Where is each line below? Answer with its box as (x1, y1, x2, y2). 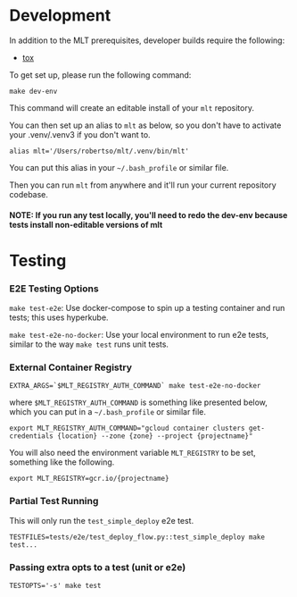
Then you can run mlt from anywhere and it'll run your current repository (9, 180, 276, 190)
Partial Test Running (9, 495, 99, 508)
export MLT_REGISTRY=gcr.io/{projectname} (9, 475, 169, 483)
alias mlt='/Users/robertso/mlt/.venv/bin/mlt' (9, 147, 190, 156)
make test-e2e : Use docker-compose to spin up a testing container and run (9, 303, 285, 314)
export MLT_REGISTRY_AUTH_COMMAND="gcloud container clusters (9, 424, 245, 433)
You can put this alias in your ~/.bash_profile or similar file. (9, 162, 229, 172)
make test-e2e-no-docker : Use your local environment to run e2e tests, (9, 330, 269, 341)
